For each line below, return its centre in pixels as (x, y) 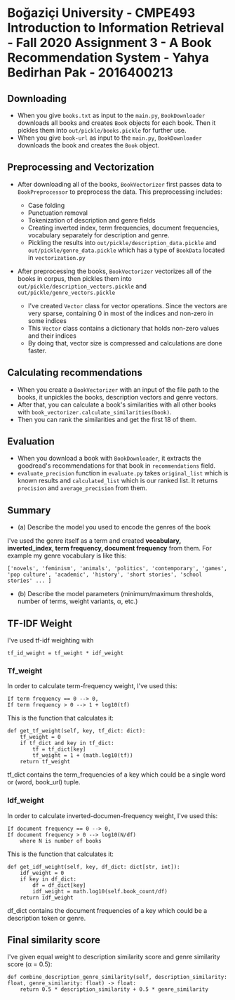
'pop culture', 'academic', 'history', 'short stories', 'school (105, 575)
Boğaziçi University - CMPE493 (101, 13)
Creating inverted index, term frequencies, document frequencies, (123, 228)
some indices (47, 320)
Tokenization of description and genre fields (92, 220)
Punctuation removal (58, 213)
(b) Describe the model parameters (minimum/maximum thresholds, (115, 594)
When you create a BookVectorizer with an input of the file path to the (118, 389)
